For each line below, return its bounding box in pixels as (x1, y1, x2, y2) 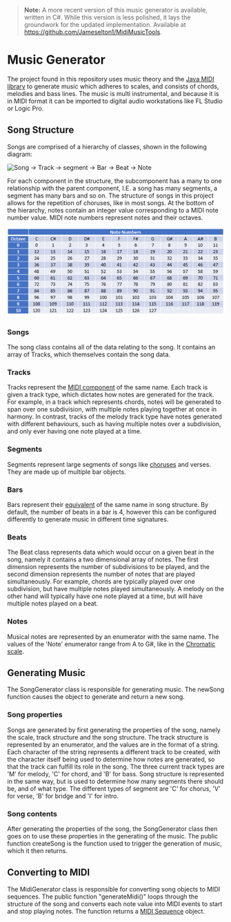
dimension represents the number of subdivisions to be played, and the (7, 563, 210, 571)
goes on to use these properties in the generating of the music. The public (7, 832, 219, 840)
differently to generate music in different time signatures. (7, 515, 169, 524)
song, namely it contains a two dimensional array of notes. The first (7, 555, 199, 564)
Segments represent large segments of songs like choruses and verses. (7, 460, 212, 468)
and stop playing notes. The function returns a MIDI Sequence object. (7, 907, 205, 915)
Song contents (7, 809, 57, 818)
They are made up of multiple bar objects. (7, 468, 126, 476)
